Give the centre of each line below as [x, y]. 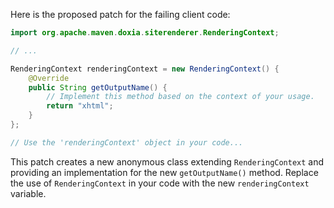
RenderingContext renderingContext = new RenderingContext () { [145, 69]
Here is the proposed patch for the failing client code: [120, 14]
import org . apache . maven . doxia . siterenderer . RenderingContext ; [145, 33]
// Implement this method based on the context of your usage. [180, 97]
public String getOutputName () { [98, 87]
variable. [28, 193]
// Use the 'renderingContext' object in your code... [127, 142]
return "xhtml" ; [80, 106]
